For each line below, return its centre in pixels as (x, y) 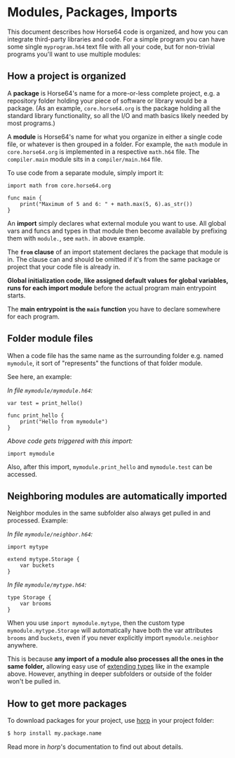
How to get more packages (67, 704)
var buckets (37, 566)
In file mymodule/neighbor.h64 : (50, 534)
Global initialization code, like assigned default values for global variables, (118, 280)
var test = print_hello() (45, 403)
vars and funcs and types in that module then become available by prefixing (117, 231)
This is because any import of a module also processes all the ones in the (115, 659)
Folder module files (50, 339)
